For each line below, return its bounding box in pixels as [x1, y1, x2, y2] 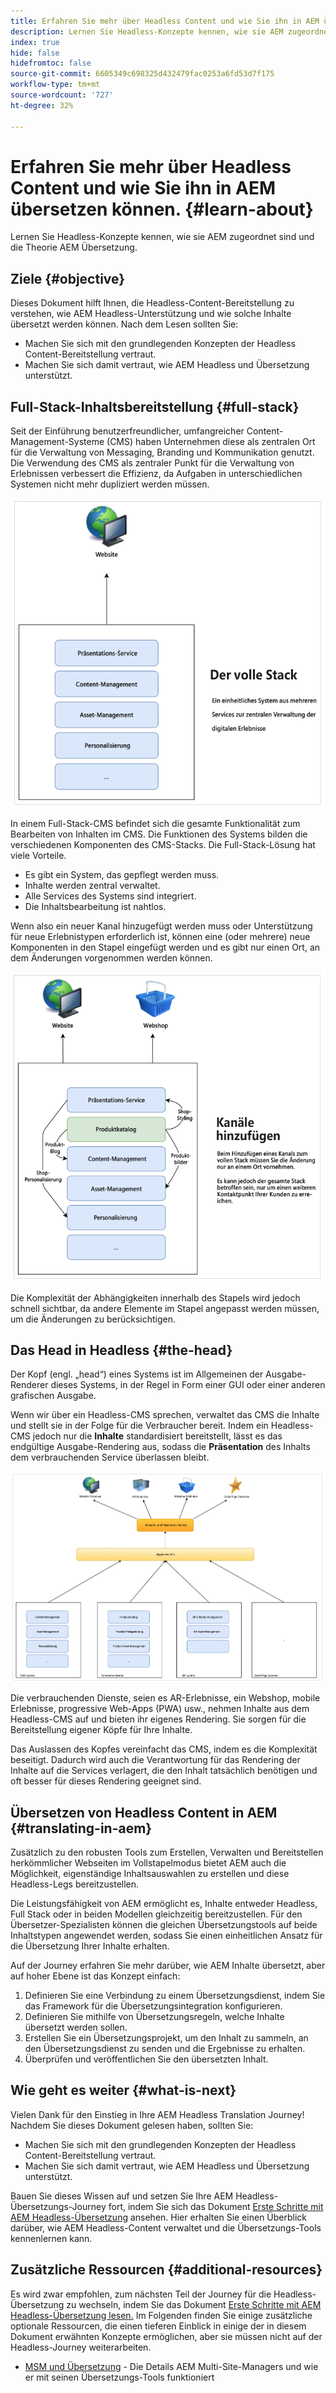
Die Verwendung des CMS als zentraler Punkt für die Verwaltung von [10, 457, 295, 469]
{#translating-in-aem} [10, 1820, 153, 1837]
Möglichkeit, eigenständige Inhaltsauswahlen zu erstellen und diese [10, 1867, 290, 1879]
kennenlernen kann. [10, 2232, 93, 2244]
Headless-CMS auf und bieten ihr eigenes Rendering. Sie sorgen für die [10, 1713, 307, 1725]
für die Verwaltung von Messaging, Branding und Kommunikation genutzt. [10, 446, 315, 459]
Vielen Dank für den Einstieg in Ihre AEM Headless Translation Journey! [10, 2108, 305, 2120]
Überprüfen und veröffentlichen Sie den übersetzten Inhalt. [24, 2053, 269, 2065]
